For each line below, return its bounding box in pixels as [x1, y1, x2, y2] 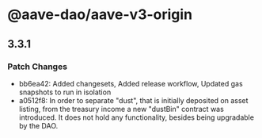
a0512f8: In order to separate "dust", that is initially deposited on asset [18, 95, 249, 105]
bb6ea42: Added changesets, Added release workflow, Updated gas [18, 79, 243, 88]
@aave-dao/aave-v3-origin [7, 6, 193, 24]
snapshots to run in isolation [18, 87, 112, 97]
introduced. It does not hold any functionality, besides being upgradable [18, 113, 255, 122]
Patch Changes [7, 61, 68, 72]
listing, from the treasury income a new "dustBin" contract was [18, 104, 225, 113]
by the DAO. [18, 121, 59, 130]
